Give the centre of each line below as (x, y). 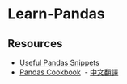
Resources (35, 44)
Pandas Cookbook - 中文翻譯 (69, 72)
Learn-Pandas (57, 14)
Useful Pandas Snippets (59, 62)
